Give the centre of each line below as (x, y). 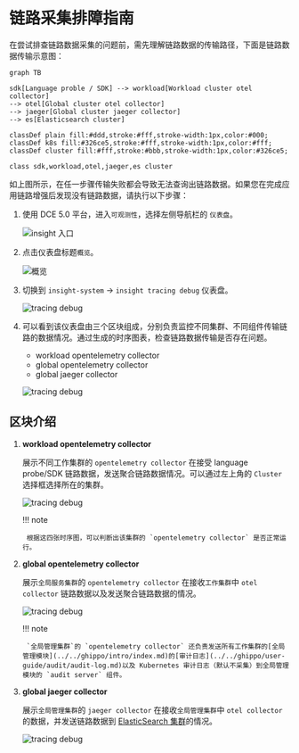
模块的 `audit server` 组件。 (74, 674)
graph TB (25, 72)
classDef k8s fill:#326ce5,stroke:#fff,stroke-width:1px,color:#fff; (141, 143)
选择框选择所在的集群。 (65, 484)
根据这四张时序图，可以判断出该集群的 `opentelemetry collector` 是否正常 (153, 538)
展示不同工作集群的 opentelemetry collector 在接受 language (135, 462)
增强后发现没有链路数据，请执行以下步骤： (110, 195)
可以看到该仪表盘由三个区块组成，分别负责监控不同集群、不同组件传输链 (154, 326)
